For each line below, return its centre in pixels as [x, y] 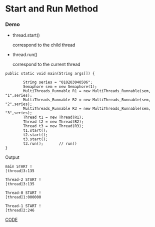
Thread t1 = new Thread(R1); [53, 118]
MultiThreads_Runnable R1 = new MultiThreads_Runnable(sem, [87, 91]
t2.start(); [36, 135]
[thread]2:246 [20, 210]
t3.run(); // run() [50, 144]
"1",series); [19, 96]
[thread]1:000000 [23, 197]
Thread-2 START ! [23, 180]
